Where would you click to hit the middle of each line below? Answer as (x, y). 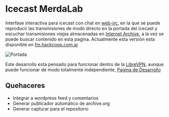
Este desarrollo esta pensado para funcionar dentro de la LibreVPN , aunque (84, 64)
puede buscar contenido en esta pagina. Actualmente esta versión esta (80, 39)
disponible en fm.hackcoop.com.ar (42, 44)
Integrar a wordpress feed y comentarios (55, 98)
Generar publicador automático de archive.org (61, 103)
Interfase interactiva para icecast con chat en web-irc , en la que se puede (83, 23)
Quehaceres (25, 86)
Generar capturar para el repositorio (51, 109)
